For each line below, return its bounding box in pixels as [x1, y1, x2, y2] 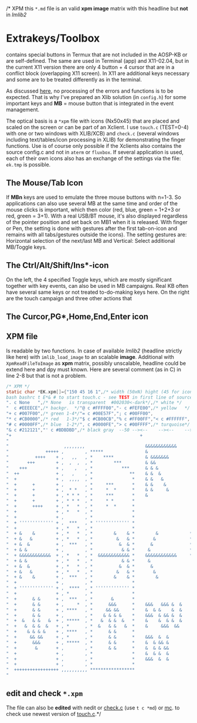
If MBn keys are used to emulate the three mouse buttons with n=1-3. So [6, 194, 182, 201]
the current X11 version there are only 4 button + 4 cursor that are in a [6, 63, 175, 70]
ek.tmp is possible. [6, 161, 51, 168]
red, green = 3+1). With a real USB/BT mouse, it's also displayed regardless [6, 212, 188, 219]
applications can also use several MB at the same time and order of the [6, 199, 178, 207]
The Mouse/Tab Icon [6, 178, 83, 188]
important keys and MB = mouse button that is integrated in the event [6, 100, 174, 107]
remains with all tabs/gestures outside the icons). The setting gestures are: [6, 231, 187, 238]
